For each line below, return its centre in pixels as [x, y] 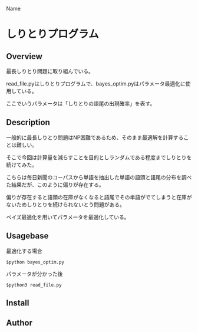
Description [28, 122]
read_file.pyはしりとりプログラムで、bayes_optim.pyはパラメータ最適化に [96, 84]
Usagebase [27, 236]
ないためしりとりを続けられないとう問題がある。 [65, 204]
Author [19, 323]
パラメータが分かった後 [34, 274]
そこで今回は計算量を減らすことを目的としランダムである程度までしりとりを [99, 157]
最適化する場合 [24, 251]
